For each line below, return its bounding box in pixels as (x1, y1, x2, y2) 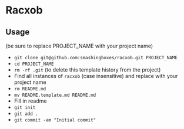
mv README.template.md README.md (14, 92, 96, 98)
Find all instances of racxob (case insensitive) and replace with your (14, 73, 178, 79)
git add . (14, 111, 39, 117)
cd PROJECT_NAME (14, 61, 54, 67)
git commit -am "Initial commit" (14, 117, 96, 123)
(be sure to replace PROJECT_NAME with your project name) (5, 42, 153, 49)
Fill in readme (14, 97, 47, 104)
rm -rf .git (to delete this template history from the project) (14, 66, 161, 73)
